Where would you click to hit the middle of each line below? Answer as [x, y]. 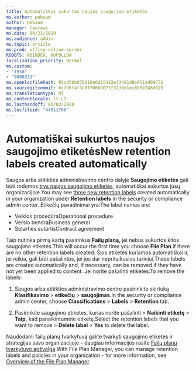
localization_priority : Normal [44, 60]
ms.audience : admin [30, 39]
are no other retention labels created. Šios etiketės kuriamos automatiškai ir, [97, 252]
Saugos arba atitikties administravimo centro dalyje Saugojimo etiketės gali [97, 180]
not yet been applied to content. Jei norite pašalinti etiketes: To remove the [95, 271]
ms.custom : [19, 66]
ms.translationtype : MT [35, 93]
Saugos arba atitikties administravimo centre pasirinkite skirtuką [92, 289]
